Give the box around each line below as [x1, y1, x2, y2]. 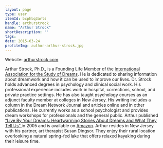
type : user [5, 12, 27, 16]
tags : [5, 34, 16, 39]
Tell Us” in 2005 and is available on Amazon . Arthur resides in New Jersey [5, 122, 154, 129]
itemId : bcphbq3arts [5, 16, 47, 21]
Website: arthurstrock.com [5, 56, 58, 62]
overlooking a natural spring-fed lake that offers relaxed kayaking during [5, 133, 150, 139]
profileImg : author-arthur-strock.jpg [5, 43, 84, 48]
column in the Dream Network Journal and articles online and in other [5, 102, 145, 108]
